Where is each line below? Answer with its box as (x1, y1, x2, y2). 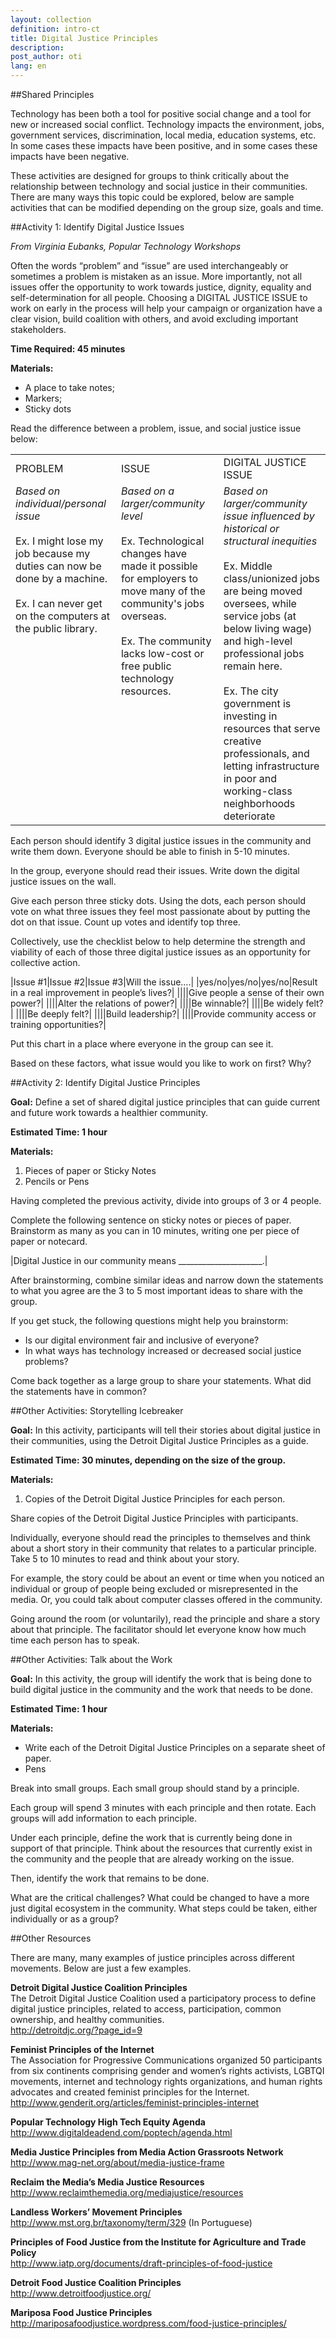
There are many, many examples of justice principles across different (10, 1952, 295, 1963)
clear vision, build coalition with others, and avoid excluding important (10, 313, 299, 325)
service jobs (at (223, 609, 297, 623)
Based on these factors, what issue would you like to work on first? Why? (10, 1057, 312, 1069)
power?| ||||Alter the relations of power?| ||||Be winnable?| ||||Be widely (10, 997, 304, 1009)
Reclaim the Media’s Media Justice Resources (10, 2176, 205, 2188)
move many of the (120, 584, 206, 598)
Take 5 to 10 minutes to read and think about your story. (10, 1553, 240, 1565)
